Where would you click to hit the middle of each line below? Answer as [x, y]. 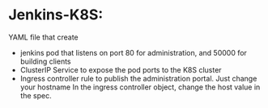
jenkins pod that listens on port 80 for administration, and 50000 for [133, 52]
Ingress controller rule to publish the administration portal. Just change [138, 78]
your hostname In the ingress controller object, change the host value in [140, 87]
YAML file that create [43, 37]
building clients [45, 61]
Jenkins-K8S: [56, 15]
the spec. [36, 95]
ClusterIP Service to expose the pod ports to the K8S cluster [121, 69]
